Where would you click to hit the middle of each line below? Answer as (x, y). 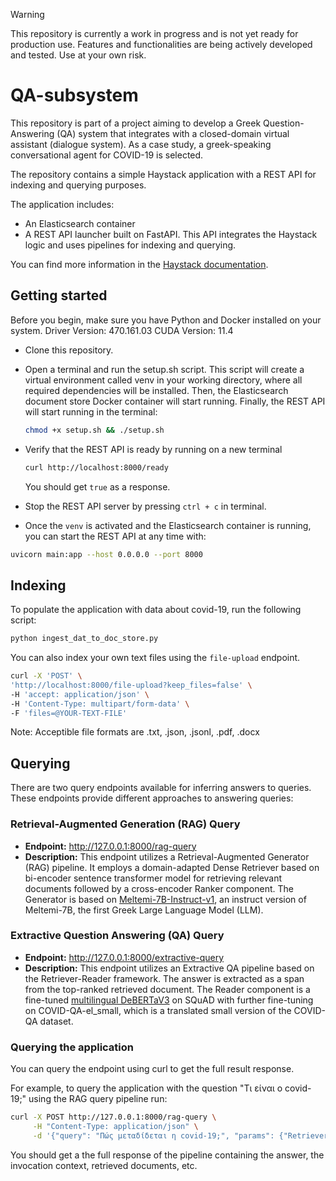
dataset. (56, 1021)
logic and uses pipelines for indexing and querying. (130, 245)
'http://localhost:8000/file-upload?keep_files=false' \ (131, 685)
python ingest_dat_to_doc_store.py (84, 639)
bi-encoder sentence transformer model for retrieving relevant (153, 878)
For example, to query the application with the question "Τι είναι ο (146, 1088)
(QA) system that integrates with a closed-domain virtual (173, 133)
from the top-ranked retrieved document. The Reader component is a (167, 989)
